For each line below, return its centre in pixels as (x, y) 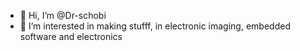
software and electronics (71, 36)
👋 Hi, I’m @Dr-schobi (63, 15)
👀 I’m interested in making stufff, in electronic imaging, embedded (155, 26)
